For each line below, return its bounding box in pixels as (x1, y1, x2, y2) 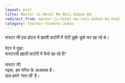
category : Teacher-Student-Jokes (5, 21, 74, 26)
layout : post (5, 7, 32, 12)
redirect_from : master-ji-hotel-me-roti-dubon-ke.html (5, 16, 121, 21)
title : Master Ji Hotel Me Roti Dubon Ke (5, 12, 92, 17)
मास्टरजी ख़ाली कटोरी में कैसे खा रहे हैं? (5, 51, 67, 57)
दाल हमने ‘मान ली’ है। (5, 73, 40, 79)
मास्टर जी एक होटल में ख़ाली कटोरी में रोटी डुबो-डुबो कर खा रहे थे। (5, 35, 110, 41)
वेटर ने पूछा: (5, 45, 24, 51)
